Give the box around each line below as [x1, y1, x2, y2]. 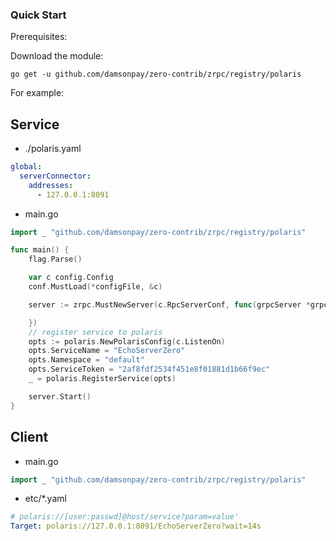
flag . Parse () [28, 254, 83, 265]
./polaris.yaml [24, 143, 82, 155]
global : [10, 162, 43, 172]
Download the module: [10, 50, 104, 62]
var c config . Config [28, 273, 114, 283]
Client [10, 429, 49, 446]
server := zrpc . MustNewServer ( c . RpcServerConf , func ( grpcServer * [28, 299, 311, 310]
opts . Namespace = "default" [28, 355, 145, 365]
